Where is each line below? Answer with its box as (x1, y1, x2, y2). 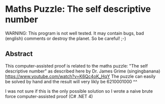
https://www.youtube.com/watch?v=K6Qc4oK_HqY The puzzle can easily (5, 73, 156, 79)
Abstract (5, 50, 33, 58)
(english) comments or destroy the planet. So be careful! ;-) (5, 35, 126, 41)
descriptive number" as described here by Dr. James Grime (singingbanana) (5, 68, 161, 74)
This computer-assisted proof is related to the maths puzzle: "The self (5, 63, 148, 69)
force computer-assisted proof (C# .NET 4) (5, 93, 93, 99)
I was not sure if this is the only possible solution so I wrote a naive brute (5, 88, 153, 94)
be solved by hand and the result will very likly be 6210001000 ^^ (5, 78, 137, 84)
